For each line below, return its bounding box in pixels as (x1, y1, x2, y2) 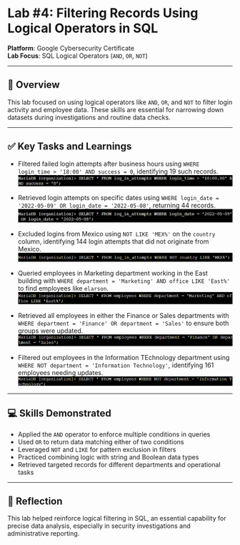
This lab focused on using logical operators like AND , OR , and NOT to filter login (7, 98, 233, 106)
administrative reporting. (7, 529, 80, 538)
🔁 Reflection (7, 495, 63, 507)
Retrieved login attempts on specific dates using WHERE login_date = (17, 193, 219, 201)
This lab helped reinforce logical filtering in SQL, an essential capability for (7, 514, 226, 523)
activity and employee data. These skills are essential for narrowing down (7, 105, 224, 114)
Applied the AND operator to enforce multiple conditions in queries (17, 430, 211, 439)
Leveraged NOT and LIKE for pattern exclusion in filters (17, 445, 176, 454)
